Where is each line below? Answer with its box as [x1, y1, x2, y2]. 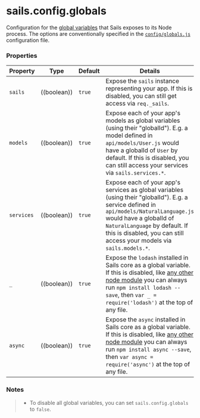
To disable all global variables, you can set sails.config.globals [29, 399, 189, 406]
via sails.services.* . [105, 169, 166, 177]
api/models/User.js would [105, 139, 180, 147]
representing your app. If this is [105, 85, 193, 93]
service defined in [105, 201, 157, 209]
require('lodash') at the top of [105, 298, 193, 306]
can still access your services [105, 161, 189, 169]
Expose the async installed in [105, 315, 186, 324]
